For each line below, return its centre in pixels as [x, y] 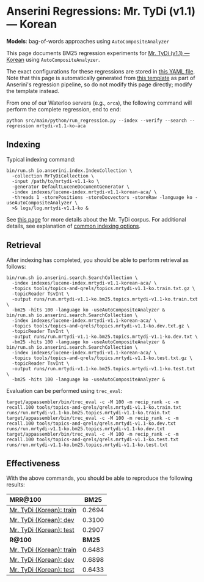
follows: [16, 266]
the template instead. [33, 91]
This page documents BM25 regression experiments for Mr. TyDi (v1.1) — [98, 53]
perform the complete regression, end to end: [64, 109]
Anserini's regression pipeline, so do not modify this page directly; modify [99, 84]
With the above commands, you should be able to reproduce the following [99, 478]
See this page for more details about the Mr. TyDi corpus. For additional [96, 219]
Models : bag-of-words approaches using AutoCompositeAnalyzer [88, 41]
